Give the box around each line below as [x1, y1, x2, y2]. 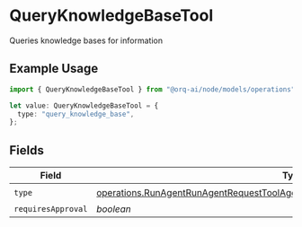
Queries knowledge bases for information [9, 35, 164, 46]
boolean [95, 203, 132, 215]
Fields [9, 143, 45, 158]
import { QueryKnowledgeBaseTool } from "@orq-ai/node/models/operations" [9, 84, 296, 94]
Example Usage [9, 61, 99, 76]
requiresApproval [13, 204, 88, 214]
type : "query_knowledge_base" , [17, 109, 135, 118]
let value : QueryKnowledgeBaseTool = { [9, 100, 159, 110]
